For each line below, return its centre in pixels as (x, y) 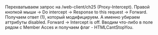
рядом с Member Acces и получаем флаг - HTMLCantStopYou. (69, 27)
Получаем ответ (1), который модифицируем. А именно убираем (72, 17)
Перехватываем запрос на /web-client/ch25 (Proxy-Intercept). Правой (77, 7)
